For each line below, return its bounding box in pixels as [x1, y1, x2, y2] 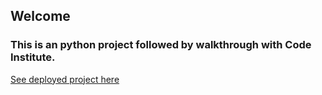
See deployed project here [10, 73, 120, 85]
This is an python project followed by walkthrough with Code [10, 38, 312, 52]
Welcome [10, 8, 71, 25]
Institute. [10, 50, 56, 64]
